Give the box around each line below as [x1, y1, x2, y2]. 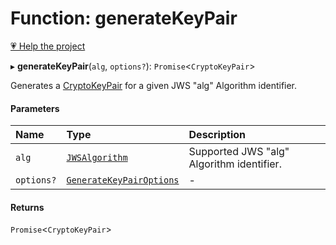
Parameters [10, 102, 60, 114]
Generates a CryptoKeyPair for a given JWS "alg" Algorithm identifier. [10, 79, 298, 91]
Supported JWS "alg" [188, 145, 290, 159]
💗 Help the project [10, 40, 86, 52]
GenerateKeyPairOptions [66, 175, 180, 186]
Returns [10, 201, 45, 213]
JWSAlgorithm [66, 152, 128, 164]
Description [188, 128, 246, 142]
